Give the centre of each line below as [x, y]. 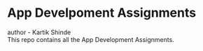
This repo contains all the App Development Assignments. [91, 39]
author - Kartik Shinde [39, 32]
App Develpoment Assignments [102, 13]
